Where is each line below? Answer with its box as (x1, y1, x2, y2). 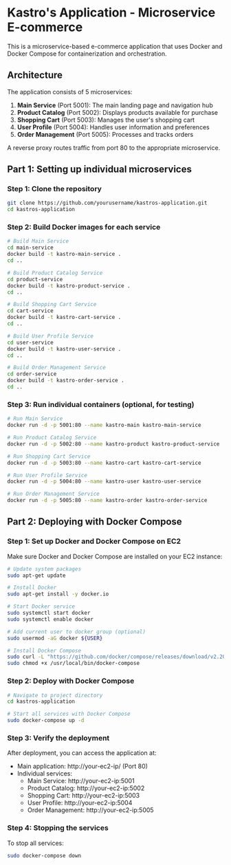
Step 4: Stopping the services (7, 823, 109, 833)
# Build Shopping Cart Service (7, 301, 97, 308)
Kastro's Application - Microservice (7, 5, 216, 21)
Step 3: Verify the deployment (7, 733, 110, 743)
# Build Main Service (7, 238, 69, 245)
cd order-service (7, 371, 57, 377)
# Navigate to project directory (7, 692, 103, 699)
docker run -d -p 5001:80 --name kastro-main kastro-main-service (7, 421, 201, 429)
